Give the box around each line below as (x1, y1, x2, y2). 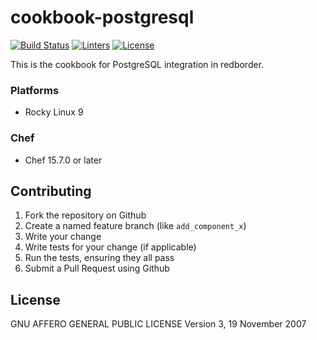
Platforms (10, 83, 60, 97)
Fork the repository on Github (24, 209, 147, 221)
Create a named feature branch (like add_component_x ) (24, 220, 247, 232)
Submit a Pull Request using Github (24, 262, 170, 275)
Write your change (24, 231, 102, 243)
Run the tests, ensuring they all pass (24, 252, 175, 264)
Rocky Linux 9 (24, 106, 84, 118)
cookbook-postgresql (10, 6, 195, 29)
